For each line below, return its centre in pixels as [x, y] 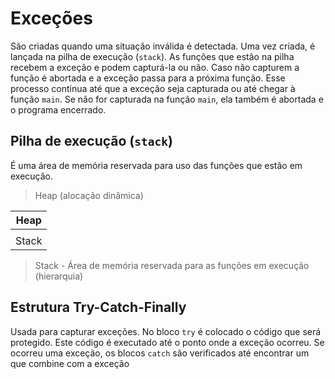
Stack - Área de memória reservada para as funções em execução [172, 265]
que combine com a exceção [70, 363]
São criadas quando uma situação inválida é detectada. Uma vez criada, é [163, 46]
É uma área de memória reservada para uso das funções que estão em [156, 165]
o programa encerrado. [58, 109]
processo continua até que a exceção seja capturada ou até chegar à [153, 88]
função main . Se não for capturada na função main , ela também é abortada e [167, 99]
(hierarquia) [59, 276]
